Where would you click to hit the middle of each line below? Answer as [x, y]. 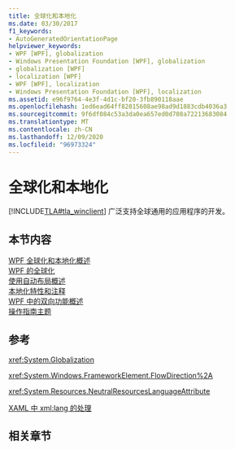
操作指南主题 [30, 312]
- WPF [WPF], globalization [56, 54]
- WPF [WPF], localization [54, 84]
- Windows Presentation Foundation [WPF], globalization [107, 62]
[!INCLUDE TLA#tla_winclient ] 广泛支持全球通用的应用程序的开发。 [119, 212]
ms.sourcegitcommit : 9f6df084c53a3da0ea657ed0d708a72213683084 [118, 115]
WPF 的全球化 [32, 271]
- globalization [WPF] [47, 69]
